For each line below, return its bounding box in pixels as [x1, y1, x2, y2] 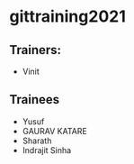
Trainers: [9, 42, 61, 58]
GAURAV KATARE [22, 125, 87, 136]
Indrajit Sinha [22, 144, 72, 155]
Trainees [9, 92, 60, 107]
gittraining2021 [9, 6, 126, 27]
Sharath [22, 135, 52, 146]
